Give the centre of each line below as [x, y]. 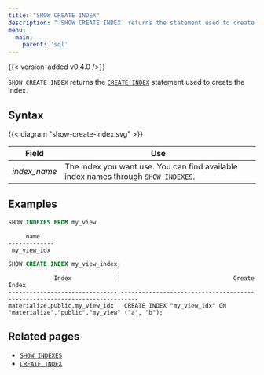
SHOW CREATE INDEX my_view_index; [65, 264]
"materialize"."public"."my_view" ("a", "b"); [86, 312]
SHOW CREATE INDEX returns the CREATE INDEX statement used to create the [126, 82]
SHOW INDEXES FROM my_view [52, 222]
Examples [33, 204]
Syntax [26, 115]
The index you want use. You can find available [151, 166]
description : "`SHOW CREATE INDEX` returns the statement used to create [132, 23]
